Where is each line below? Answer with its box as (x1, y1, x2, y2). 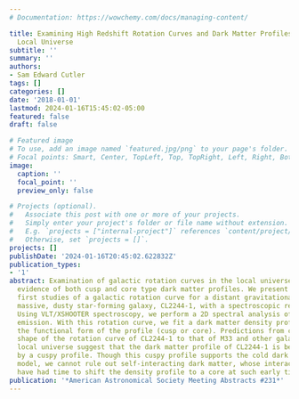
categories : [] (9, 86, 66, 96)
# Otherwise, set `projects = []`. (9, 235, 149, 244)
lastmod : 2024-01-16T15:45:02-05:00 (9, 103, 145, 112)
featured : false (9, 112, 69, 121)
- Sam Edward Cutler (9, 70, 86, 80)
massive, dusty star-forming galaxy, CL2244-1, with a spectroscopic (17, 301, 280, 310)
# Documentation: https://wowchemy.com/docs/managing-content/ (9, 12, 249, 22)
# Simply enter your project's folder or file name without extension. (9, 219, 289, 228)
